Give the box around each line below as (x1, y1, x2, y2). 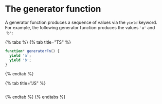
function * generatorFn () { (5, 49, 60, 53)
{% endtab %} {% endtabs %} (5, 94, 66, 100)
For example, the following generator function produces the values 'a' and (5, 24, 155, 30)
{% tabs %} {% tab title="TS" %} (5, 39, 72, 45)
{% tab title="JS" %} (5, 80, 46, 86)
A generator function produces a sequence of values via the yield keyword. (5, 19, 157, 25)
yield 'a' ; (9, 53, 32, 58)
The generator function (5, 3, 101, 15)
